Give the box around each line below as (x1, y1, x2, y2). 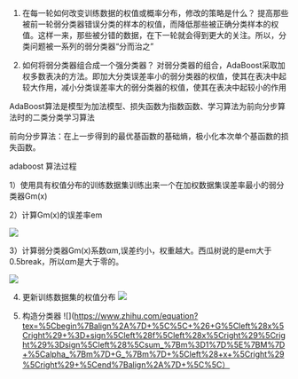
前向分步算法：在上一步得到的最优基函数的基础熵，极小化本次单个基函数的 (9, 131, 281, 141)
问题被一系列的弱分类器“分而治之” (29, 41, 154, 51)
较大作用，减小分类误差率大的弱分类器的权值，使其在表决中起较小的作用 (21, 83, 286, 92)
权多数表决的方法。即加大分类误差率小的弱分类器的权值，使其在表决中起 (21, 71, 286, 82)
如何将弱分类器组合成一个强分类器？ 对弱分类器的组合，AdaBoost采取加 (21, 60, 286, 70)
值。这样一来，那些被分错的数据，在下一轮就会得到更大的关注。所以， (21, 30, 279, 40)
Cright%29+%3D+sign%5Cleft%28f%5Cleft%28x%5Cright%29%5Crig (21, 330, 286, 340)
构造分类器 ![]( (21, 311, 75, 321)
